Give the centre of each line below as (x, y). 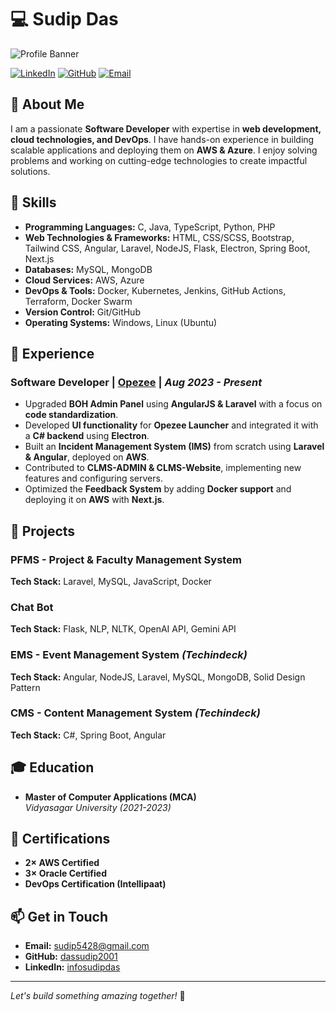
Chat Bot (32, 607)
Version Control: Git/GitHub (82, 312)
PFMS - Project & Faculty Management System (126, 559)
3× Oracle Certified (66, 873)
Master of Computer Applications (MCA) (110, 797)
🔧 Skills (33, 202)
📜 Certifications (60, 839)
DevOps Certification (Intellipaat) (95, 884)
